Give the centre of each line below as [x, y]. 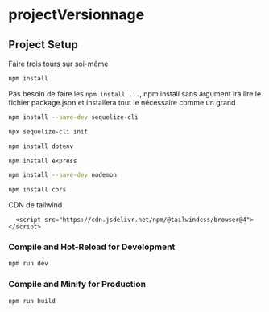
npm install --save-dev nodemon [62, 175]
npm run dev [28, 264]
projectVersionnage [77, 15]
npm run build [32, 301]
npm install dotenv [41, 146]
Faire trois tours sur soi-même [58, 64]
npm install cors [37, 190]
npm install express [43, 161]
